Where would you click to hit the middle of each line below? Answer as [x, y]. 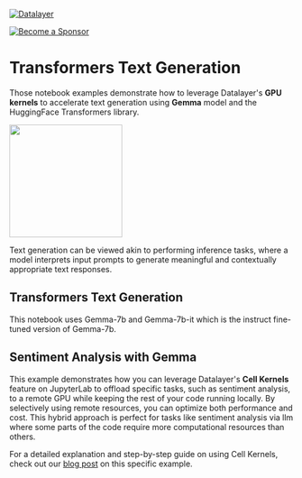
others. [23, 437]
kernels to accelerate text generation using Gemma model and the [133, 102]
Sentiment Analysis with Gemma [103, 358]
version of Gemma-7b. [75, 328]
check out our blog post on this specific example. [101, 464]
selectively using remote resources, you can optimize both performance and [151, 408]
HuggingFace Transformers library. [74, 112]
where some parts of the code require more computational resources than [147, 427]
